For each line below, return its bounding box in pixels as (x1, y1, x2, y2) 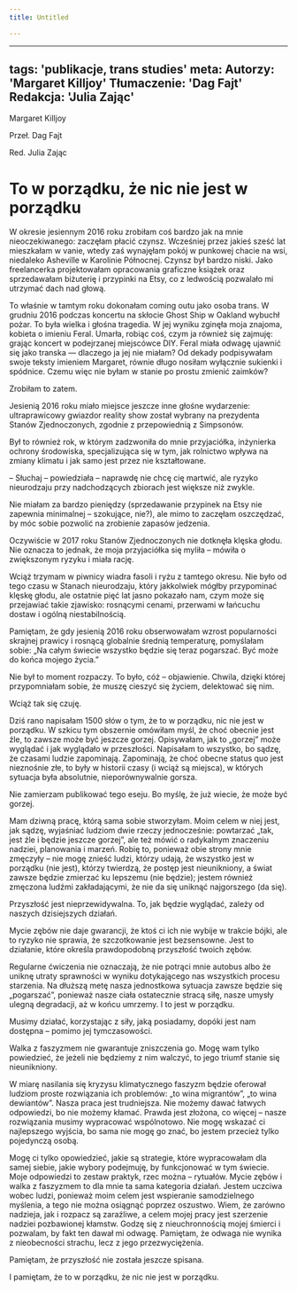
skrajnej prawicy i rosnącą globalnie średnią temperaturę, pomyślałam (9, 636, 264, 646)
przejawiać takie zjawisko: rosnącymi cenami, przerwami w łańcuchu (9, 599, 261, 610)
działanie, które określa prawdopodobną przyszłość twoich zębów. (9, 944, 253, 955)
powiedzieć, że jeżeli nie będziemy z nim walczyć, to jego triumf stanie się (9, 1052, 280, 1063)
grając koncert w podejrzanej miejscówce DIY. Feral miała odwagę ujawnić (9, 338, 281, 348)
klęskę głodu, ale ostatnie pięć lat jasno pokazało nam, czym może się (9, 591, 265, 601)
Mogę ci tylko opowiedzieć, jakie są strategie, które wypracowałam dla (9, 1153, 267, 1163)
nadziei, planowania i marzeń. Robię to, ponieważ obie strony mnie (9, 844, 252, 855)
